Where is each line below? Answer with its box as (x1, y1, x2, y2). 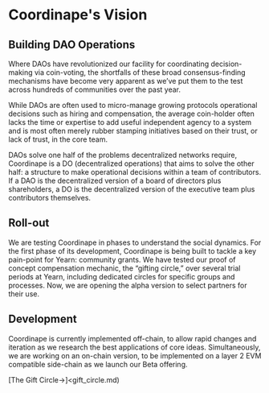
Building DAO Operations (8, 38, 136, 52)
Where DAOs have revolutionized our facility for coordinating (8, 59, 210, 68)
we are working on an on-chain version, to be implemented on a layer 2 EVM (8, 350, 262, 360)
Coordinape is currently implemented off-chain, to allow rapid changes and (8, 333, 257, 343)
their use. (8, 288, 40, 299)
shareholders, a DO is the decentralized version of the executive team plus (8, 184, 255, 194)
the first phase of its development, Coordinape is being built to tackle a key (8, 246, 257, 255)
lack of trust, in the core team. (8, 134, 108, 144)
